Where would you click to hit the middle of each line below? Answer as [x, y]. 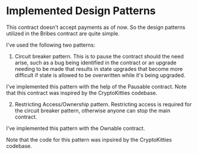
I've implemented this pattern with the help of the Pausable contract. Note [96, 86]
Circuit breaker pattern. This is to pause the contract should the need [99, 56]
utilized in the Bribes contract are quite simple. [63, 33]
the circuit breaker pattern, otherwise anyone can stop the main [92, 110]
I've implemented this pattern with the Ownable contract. [76, 128]
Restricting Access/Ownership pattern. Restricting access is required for [103, 104]
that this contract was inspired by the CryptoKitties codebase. [82, 93]
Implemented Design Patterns [81, 11]
